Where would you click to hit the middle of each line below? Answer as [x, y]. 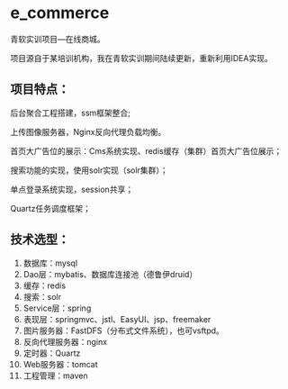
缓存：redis [45, 285]
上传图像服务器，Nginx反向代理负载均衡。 [88, 131]
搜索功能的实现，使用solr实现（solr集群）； [89, 170]
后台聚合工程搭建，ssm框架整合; [71, 113]
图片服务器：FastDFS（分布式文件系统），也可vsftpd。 [123, 330]
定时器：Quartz [52, 353]
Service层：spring [57, 308]
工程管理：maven [55, 375]
